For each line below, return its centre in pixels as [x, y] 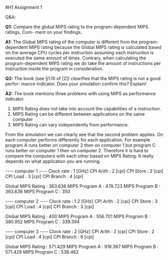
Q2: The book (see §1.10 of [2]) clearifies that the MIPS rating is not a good [83, 78]
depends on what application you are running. [53, 161]
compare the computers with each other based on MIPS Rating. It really [79, 156]
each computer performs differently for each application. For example [78, 140]
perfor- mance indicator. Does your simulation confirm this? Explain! [76, 84]
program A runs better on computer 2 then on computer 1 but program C [80, 145]
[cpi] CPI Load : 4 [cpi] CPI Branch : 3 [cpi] [50, 207]
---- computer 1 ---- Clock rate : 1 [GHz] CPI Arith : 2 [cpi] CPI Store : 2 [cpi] [84, 171]
